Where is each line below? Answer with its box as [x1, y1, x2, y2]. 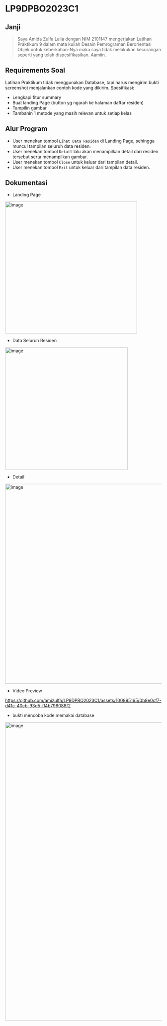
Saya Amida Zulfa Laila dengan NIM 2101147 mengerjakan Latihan [17, 36, 152, 42]
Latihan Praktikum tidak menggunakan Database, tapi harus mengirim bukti [5, 79, 159, 85]
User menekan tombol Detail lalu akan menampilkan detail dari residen [12, 148, 159, 154]
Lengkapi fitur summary [12, 94, 62, 100]
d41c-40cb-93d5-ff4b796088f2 [5, 703, 71, 709]
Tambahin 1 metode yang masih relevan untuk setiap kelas [12, 110, 132, 116]
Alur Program [5, 125, 48, 133]
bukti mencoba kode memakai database [12, 712, 94, 719]
